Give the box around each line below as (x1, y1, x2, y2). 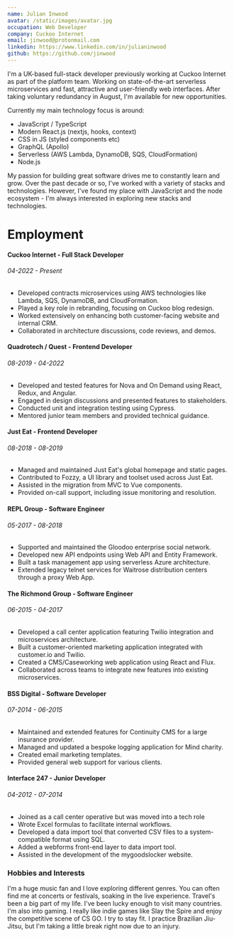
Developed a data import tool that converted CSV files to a (17, 828, 189, 836)
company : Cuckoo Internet (7, 30, 84, 38)
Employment (7, 227, 84, 242)
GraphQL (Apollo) (17, 142, 69, 151)
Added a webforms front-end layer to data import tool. (17, 842, 177, 851)
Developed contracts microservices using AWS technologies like (17, 289, 207, 297)
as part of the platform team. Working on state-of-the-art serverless (7, 77, 206, 85)
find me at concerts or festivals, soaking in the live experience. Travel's (7, 892, 216, 900)
